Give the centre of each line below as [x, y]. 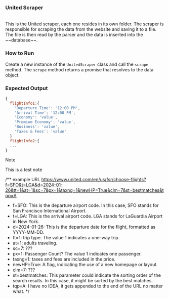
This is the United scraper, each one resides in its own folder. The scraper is [85, 24]
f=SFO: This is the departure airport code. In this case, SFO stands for [86, 205]
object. [13, 75]
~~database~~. [22, 40]
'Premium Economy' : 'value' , [45, 122]
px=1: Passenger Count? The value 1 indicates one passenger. [77, 254]
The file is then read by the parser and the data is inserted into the [74, 35]
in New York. [26, 222]
